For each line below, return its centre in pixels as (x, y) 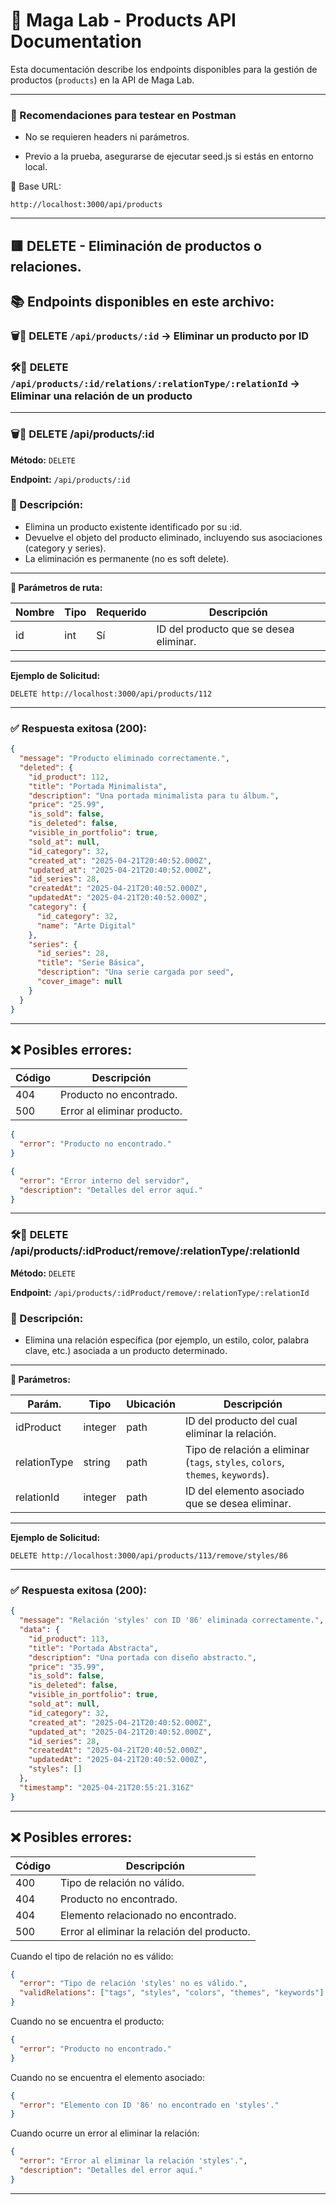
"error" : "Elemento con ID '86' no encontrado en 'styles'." (149, 2105)
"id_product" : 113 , (69, 1639)
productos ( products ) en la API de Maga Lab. (102, 80)
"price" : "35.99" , (66, 1667)
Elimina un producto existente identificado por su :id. (133, 526)
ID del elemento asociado (244, 1491)
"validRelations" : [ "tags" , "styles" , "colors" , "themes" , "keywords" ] (172, 1993)
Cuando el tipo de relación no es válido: (92, 1956)
